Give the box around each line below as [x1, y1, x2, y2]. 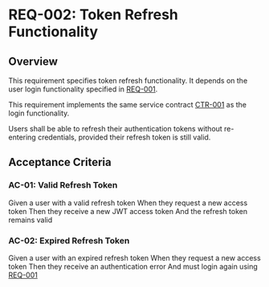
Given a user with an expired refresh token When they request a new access [8, 253, 261, 262]
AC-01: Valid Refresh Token [8, 180, 118, 191]
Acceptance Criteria [8, 156, 112, 169]
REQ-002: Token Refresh [8, 6, 179, 24]
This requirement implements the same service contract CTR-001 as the [8, 100, 247, 109]
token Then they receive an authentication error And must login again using [8, 261, 259, 271]
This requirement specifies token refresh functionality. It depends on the [8, 76, 248, 85]
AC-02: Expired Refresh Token [8, 235, 130, 246]
